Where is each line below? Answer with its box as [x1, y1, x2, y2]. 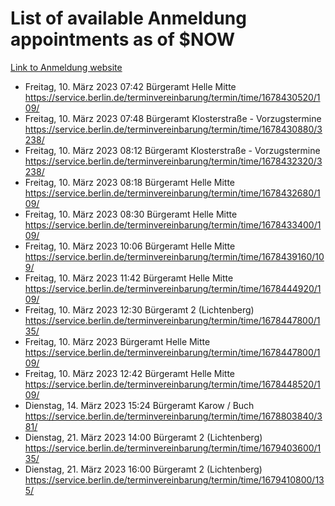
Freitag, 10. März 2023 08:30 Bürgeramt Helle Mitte [24, 208, 238, 220]
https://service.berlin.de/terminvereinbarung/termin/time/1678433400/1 [24, 218, 322, 231]
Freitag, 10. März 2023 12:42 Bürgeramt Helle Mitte [24, 367, 235, 379]
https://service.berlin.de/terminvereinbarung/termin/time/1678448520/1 [24, 378, 321, 390]
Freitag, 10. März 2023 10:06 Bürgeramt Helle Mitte [24, 240, 236, 252]
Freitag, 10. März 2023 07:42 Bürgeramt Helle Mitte [24, 80, 237, 92]
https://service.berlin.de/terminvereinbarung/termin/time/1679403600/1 [24, 442, 322, 454]
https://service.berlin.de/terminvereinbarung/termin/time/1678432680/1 [24, 187, 321, 199]
